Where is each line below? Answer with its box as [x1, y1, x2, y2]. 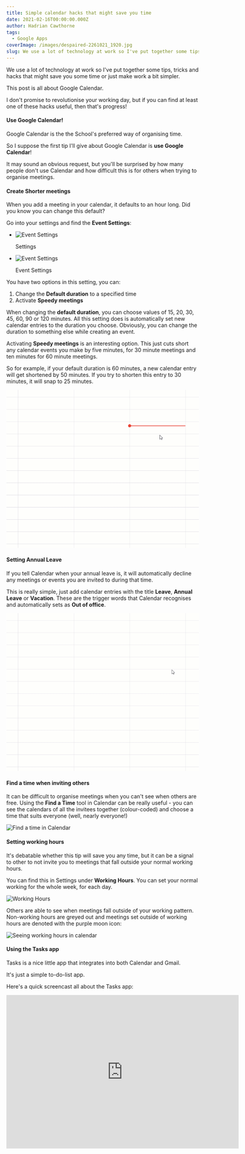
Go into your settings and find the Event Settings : [6, 219, 131, 227]
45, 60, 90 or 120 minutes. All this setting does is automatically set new [6, 315, 185, 323]
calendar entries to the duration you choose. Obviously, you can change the [6, 321, 197, 329]
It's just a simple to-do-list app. [6, 971, 85, 978]
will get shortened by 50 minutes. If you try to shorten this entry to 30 [6, 371, 181, 379]
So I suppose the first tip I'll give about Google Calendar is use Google [6, 142, 184, 150]
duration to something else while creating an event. [6, 328, 136, 335]
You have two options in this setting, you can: [6, 279, 121, 286]
